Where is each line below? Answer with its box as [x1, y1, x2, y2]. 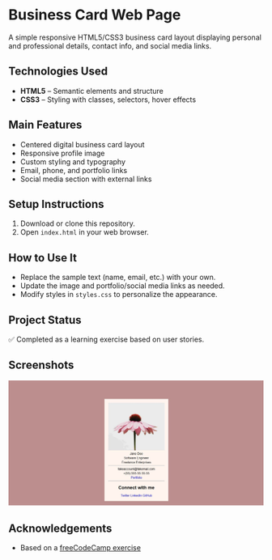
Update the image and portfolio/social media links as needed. [19, 281, 225, 291]
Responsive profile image [19, 148, 105, 158]
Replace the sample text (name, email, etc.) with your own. [19, 273, 216, 282]
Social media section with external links [19, 174, 152, 184]
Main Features [8, 118, 83, 132]
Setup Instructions [8, 197, 104, 211]
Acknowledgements [8, 521, 113, 535]
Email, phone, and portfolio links [19, 165, 128, 175]
